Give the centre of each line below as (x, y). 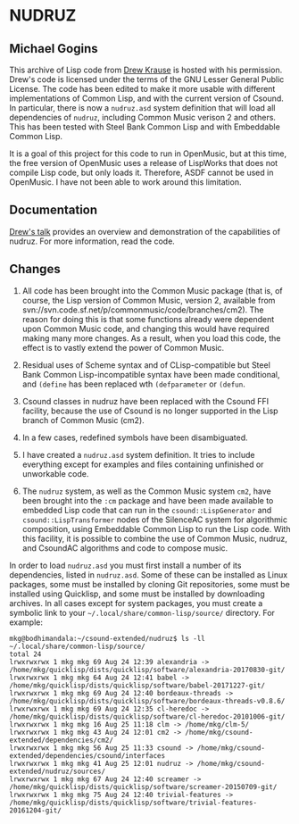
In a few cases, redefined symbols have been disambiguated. (135, 437)
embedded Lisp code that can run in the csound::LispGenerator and (147, 510)
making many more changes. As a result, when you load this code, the (151, 338)
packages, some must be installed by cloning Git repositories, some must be (149, 584)
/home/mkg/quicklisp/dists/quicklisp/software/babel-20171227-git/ (137, 685)
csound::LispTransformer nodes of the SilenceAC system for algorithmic (155, 520)
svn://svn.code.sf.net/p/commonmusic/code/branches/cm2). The (143, 310)
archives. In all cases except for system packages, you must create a (136, 603)
